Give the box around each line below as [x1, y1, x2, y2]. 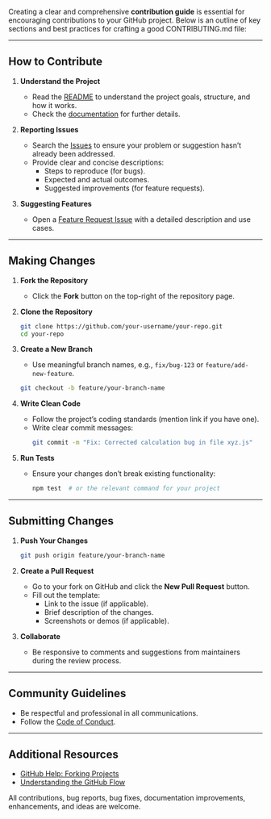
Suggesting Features [19, 198, 93, 208]
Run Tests [19, 453, 55, 463]
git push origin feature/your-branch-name [19, 551, 165, 559]
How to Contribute [8, 55, 103, 69]
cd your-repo [19, 330, 65, 338]
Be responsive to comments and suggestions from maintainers [31, 647, 240, 657]
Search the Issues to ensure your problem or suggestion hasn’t [31, 140, 242, 150]
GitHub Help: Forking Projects [19, 769, 119, 779]
